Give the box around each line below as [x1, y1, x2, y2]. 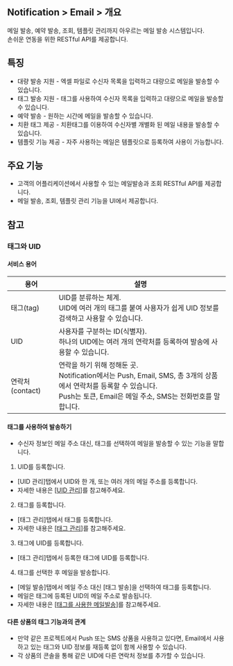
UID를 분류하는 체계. [58, 292, 121, 302]
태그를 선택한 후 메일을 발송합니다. [17, 568, 110, 577]
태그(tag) [10, 303, 40, 313]
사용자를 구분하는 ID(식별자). [58, 326, 147, 336]
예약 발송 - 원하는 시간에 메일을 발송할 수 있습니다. [17, 112, 154, 120]
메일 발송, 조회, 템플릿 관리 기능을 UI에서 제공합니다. [17, 197, 159, 205]
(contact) [10, 385, 42, 395]
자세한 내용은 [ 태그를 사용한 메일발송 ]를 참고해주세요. [17, 600, 161, 608]
